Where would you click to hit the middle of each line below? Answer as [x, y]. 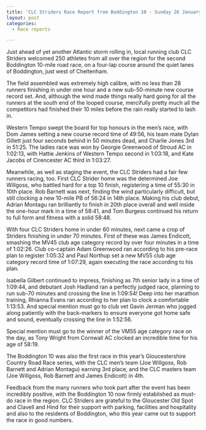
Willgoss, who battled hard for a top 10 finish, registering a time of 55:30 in [101, 185]
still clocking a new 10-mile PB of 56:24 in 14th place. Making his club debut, [103, 198]
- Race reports [31, 29]
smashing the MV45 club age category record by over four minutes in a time [103, 243]
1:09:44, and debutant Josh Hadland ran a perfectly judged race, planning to [103, 287]
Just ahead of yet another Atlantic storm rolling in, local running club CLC [99, 52]
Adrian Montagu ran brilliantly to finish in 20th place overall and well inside [101, 205]
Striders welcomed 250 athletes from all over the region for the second [96, 58]
